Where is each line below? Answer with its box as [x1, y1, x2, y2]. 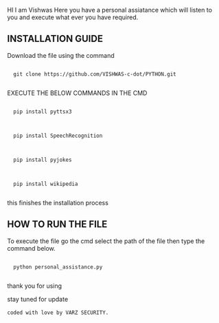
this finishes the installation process [7, 198, 108, 207]
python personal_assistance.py [13, 263, 103, 271]
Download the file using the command [7, 51, 115, 59]
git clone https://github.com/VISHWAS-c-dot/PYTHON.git [13, 70, 176, 78]
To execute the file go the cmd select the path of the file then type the [7, 237, 205, 245]
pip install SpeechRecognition [13, 132, 103, 139]
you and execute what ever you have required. [7, 13, 139, 21]
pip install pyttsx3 [13, 108, 72, 115]
